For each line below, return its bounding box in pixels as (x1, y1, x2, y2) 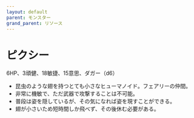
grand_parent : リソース (6, 20, 63, 26)
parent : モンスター (6, 15, 51, 21)
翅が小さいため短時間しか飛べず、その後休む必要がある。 (15, 105, 160, 113)
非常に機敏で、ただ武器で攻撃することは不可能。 (15, 90, 138, 97)
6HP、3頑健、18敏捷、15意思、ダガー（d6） (6, 69, 118, 77)
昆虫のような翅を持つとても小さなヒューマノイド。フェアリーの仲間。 (15, 83, 191, 90)
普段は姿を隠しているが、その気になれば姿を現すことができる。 (15, 98, 176, 105)
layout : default (6, 9, 48, 15)
